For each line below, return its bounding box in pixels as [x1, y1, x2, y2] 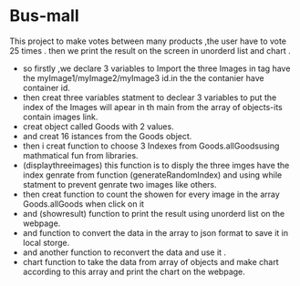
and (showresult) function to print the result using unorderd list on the [22, 208, 285, 219]
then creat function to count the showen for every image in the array [22, 189, 280, 199]
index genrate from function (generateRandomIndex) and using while [22, 169, 283, 180]
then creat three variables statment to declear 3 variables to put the [22, 92, 277, 103]
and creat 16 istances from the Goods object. [22, 130, 192, 141]
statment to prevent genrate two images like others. [22, 179, 217, 189]
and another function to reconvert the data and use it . [22, 247, 226, 258]
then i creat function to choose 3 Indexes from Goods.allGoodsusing [22, 140, 280, 151]
